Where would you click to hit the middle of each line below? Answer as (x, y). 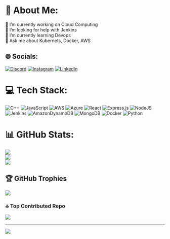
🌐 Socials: (22, 57)
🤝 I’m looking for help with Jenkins (41, 29)
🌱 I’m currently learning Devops (38, 35)
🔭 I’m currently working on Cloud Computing (52, 24)
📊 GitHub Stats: (40, 134)
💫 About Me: (32, 10)
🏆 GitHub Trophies (36, 179)
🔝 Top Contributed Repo (35, 206)
